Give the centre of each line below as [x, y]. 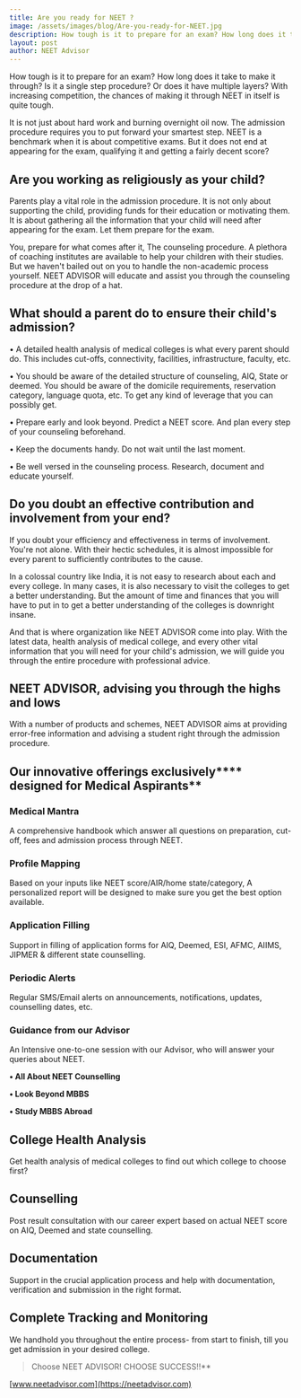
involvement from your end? [90, 519]
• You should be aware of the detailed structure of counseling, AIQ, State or [149, 376]
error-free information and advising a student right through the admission [145, 734]
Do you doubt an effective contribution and [132, 504]
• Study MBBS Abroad [51, 1112]
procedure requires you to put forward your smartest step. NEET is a [136, 132]
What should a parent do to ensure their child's [143, 314]
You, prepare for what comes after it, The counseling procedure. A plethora [148, 247]
